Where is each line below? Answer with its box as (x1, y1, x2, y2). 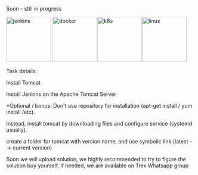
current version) (13, 144, 52, 151)
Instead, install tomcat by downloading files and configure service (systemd (6, 120, 193, 127)
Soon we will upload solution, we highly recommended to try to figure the (6, 156, 186, 162)
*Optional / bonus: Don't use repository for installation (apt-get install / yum (6, 102, 193, 109)
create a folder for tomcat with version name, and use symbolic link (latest (6, 138, 188, 145)
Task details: (6, 68, 38, 74)
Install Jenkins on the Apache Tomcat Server (6, 90, 116, 98)
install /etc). (6, 108, 35, 115)
